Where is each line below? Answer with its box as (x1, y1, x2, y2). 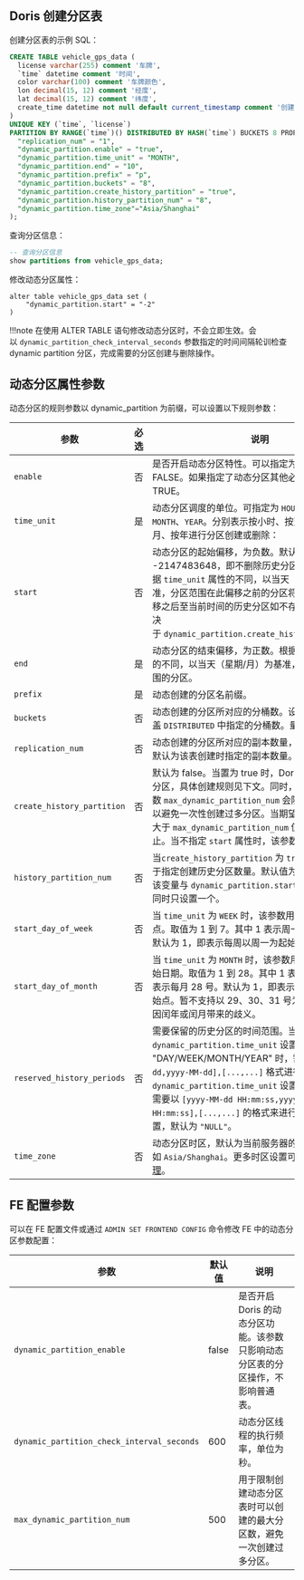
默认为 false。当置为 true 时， (152, 766, 279, 779)
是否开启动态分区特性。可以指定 (152, 457, 289, 469)
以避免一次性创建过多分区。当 (152, 807, 280, 820)
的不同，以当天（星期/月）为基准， (152, 658, 301, 670)
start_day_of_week (14, 923, 93, 933)
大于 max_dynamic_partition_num (152, 821, 290, 833)
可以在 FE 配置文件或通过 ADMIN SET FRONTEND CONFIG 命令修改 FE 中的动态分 (9, 1223, 294, 1234)
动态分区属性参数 (9, 377, 105, 392)
